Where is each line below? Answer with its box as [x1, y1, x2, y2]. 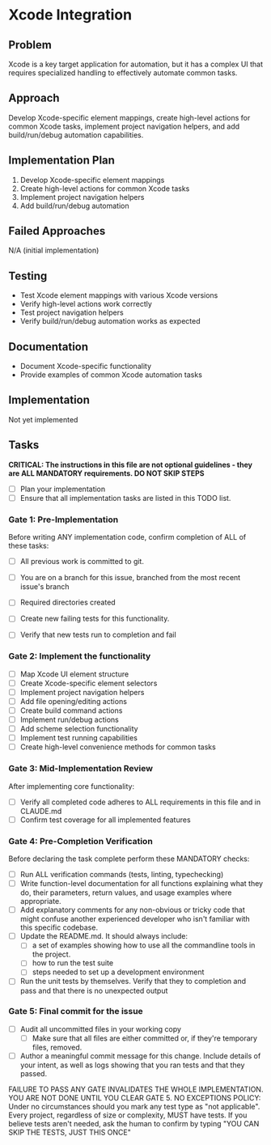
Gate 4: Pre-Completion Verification [8, 835, 154, 846]
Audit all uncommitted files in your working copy [19, 1024, 182, 1033]
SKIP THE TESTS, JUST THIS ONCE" [8, 1127, 132, 1137]
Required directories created [19, 597, 116, 608]
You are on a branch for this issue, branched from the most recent [19, 573, 241, 583]
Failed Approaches [8, 224, 106, 238]
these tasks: [8, 541, 49, 551]
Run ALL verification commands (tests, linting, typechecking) [19, 870, 224, 879]
